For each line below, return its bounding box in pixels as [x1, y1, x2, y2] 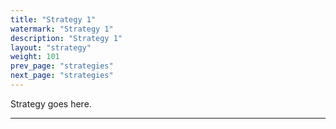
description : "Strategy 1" [10, 33, 123, 43]
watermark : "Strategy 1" [10, 24, 114, 34]
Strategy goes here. [10, 97, 92, 110]
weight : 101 [10, 52, 60, 62]
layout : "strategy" [10, 42, 92, 53]
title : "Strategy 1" [10, 14, 97, 25]
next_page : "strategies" [10, 71, 114, 81]
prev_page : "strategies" [10, 61, 114, 71]
